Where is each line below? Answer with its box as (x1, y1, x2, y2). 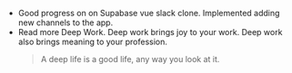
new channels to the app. (17, 17, 114, 28)
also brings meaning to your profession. (17, 36, 168, 47)
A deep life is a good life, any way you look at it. (40, 54, 220, 64)
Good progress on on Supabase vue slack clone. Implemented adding (17, 8, 280, 18)
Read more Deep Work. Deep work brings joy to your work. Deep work (17, 27, 283, 37)
